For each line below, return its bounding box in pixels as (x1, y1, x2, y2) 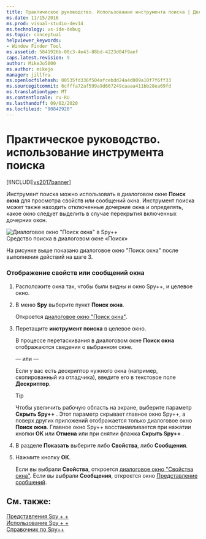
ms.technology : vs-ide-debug (6, 26, 81, 32)
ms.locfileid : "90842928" (6, 105, 72, 112)
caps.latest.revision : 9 (6, 55, 70, 61)
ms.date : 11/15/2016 (6, 15, 59, 21)
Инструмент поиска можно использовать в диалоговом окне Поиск (6, 191, 186, 198)
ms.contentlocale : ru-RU (6, 94, 70, 101)
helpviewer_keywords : (6, 37, 62, 44)
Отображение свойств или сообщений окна (6, 269, 145, 277)
